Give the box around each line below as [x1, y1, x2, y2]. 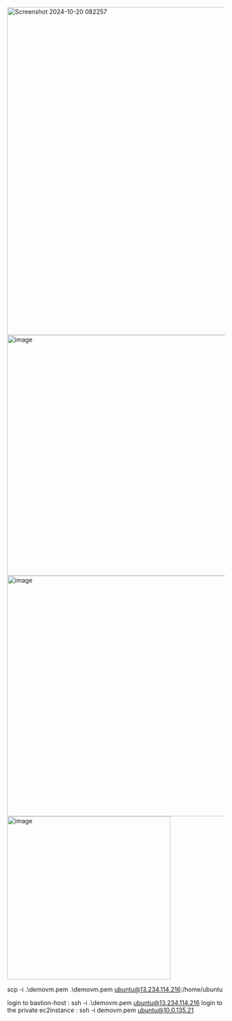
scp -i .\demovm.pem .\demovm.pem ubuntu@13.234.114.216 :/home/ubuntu [7, 985, 223, 993]
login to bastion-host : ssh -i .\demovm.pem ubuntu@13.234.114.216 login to [7, 999, 223, 1006]
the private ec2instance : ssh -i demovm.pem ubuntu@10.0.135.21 [7, 1006, 194, 1014]
